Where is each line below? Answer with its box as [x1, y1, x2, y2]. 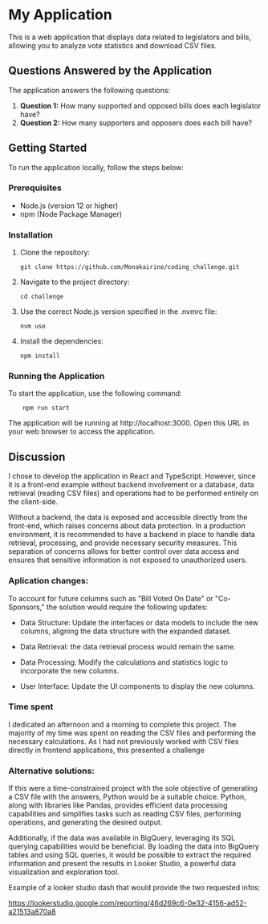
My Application [8, 6, 112, 24]
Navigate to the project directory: [19, 277, 130, 287]
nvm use [19, 323, 46, 331]
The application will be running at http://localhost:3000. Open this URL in [8, 418, 250, 428]
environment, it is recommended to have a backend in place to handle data [8, 530, 255, 539]
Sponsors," [8, 602, 46, 612]
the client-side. [8, 497, 59, 507]
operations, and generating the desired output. [8, 817, 163, 828]
